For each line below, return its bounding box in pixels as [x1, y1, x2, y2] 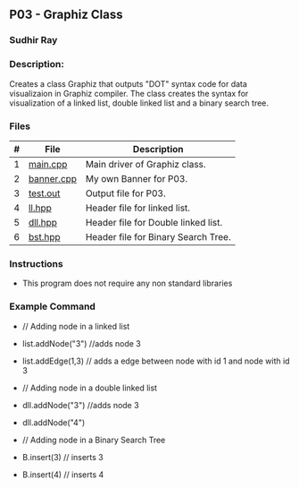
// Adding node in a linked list [21, 321, 130, 331]
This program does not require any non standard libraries [21, 278, 233, 289]
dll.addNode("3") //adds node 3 [21, 399, 140, 410]
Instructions [9, 257, 64, 270]
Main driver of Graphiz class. [85, 158, 207, 170]
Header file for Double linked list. [85, 216, 223, 228]
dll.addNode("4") [21, 416, 86, 428]
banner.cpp [28, 172, 78, 184]
